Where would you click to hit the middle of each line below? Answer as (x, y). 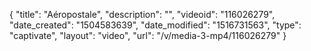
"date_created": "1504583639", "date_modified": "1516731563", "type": (155, 25)
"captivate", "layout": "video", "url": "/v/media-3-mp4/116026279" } (148, 35)
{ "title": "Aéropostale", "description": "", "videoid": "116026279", (142, 14)
